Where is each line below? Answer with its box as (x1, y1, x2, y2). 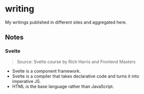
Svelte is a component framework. (12, 68, 81, 74)
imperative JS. (12, 78, 41, 84)
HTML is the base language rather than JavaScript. (12, 83, 114, 89)
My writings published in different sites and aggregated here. (5, 19, 127, 25)
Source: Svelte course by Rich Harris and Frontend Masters (16, 59, 136, 65)
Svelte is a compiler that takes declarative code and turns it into (12, 73, 140, 79)
